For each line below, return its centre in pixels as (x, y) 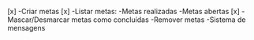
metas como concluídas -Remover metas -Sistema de (159, 20)
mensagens (26, 28)
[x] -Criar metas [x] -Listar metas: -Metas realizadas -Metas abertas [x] (123, 11)
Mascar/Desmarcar (39, 20)
